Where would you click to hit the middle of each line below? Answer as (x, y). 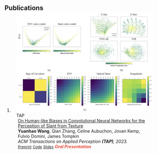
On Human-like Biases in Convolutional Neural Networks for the (81, 121)
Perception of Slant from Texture (51, 126)
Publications (24, 8)
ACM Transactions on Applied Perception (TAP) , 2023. (73, 141)
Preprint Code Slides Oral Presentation (54, 147)
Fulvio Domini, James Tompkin (48, 136)
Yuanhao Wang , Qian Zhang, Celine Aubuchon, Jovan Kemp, (79, 131)
